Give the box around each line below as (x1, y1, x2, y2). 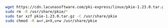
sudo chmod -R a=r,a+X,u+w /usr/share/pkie (5, 18, 97, 23)
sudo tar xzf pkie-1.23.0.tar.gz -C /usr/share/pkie (5, 14, 117, 19)
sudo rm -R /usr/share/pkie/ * (5, 9, 68, 14)
